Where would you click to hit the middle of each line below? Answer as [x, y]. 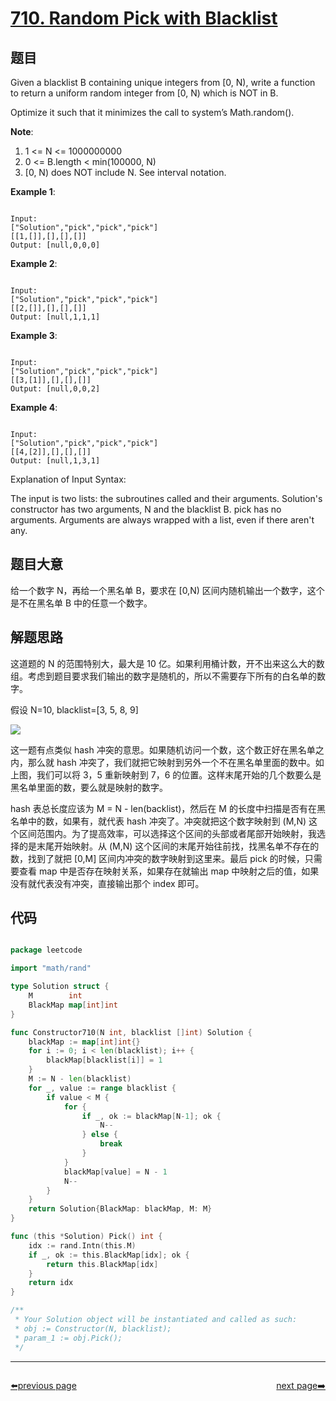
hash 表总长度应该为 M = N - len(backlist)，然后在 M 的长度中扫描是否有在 [163, 808]
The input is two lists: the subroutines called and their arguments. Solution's [166, 498]
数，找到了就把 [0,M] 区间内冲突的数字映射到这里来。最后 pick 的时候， [157, 858]
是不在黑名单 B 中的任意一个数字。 [81, 603]
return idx [51, 1283]
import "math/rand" [51, 968]
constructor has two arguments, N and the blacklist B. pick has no [146, 509]
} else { [99, 1135]
